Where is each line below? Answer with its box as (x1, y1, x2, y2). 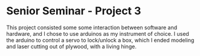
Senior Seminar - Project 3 (6, 4, 141, 18)
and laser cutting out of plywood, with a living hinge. (6, 43, 137, 50)
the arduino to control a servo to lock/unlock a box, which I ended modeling (6, 36, 195, 43)
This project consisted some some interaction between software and (6, 24, 178, 31)
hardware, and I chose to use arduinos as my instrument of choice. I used (6, 30, 189, 37)
